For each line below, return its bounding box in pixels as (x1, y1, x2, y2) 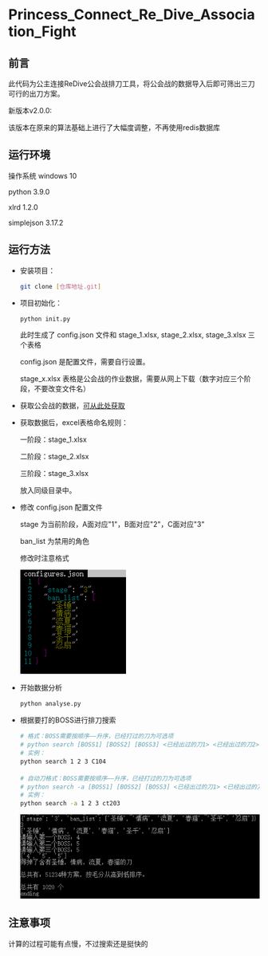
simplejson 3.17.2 (8, 218, 64, 227)
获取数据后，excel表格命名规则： (19, 418, 129, 427)
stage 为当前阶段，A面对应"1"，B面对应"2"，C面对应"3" (19, 520, 205, 529)
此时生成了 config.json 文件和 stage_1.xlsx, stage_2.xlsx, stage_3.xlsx (19, 330, 246, 340)
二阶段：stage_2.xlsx (19, 452, 89, 462)
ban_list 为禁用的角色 (19, 537, 90, 546)
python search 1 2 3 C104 (19, 757, 106, 765)
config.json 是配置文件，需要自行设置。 (19, 357, 150, 367)
